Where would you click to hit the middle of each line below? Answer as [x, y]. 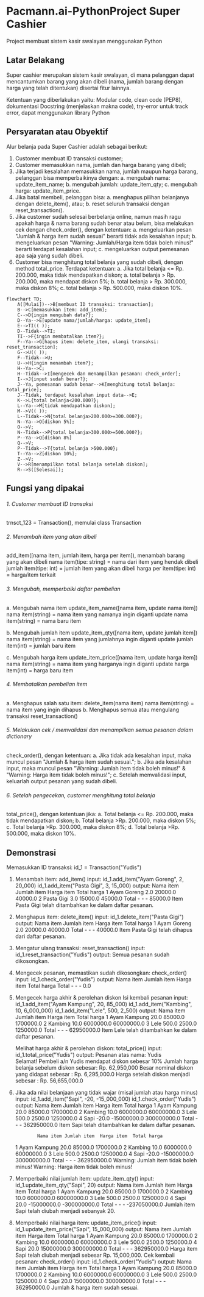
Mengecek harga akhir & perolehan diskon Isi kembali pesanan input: [101, 997]
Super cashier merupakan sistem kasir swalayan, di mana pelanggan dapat [100, 75]
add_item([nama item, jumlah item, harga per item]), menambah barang [96, 555]
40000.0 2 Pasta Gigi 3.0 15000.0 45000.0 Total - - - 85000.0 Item [99, 898]
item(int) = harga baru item [40, 670]
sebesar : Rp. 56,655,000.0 [49, 1081]
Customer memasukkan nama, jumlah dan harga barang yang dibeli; [101, 165]
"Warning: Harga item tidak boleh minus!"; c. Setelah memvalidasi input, [97, 775]
